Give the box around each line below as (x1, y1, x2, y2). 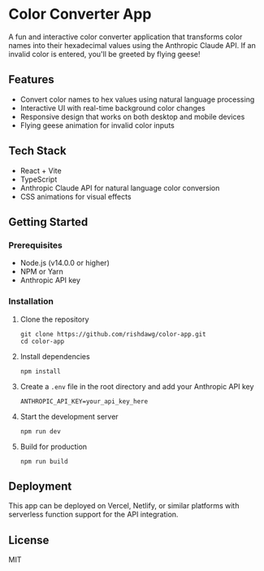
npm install (19, 367, 61, 376)
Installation (8, 296, 54, 307)
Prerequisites (8, 239, 63, 251)
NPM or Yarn (19, 266, 63, 277)
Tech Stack (8, 144, 67, 158)
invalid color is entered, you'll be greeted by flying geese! (8, 49, 201, 59)
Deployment (8, 479, 72, 493)
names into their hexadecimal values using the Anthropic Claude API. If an (8, 40, 256, 50)
